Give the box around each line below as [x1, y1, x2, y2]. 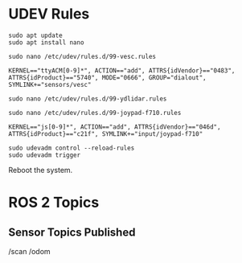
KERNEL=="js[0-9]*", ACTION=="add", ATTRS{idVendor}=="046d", [8, 122, 221, 131]
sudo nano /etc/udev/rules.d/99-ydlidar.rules [8, 94, 167, 103]
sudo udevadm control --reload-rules [8, 144, 135, 152]
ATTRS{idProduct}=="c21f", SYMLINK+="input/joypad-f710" [8, 129, 203, 138]
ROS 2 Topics [8, 194, 100, 212]
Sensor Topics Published [8, 225, 136, 239]
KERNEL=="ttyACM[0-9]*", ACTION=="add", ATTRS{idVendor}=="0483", [8, 66, 236, 75]
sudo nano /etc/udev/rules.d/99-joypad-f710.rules [8, 109, 182, 117]
